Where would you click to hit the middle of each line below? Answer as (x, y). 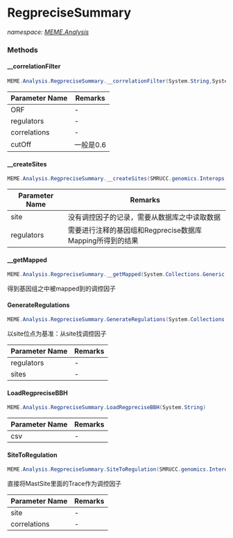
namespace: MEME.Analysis (48, 32)
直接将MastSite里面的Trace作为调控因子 (64, 484)
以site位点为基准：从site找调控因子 (57, 333)
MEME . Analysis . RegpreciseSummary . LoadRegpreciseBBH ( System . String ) (107, 408)
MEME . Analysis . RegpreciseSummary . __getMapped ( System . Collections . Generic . (118, 275)
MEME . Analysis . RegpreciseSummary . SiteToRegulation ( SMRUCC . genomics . (108, 469)
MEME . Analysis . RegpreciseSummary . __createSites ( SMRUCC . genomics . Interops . (118, 179)
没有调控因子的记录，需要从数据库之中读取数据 (144, 218)
